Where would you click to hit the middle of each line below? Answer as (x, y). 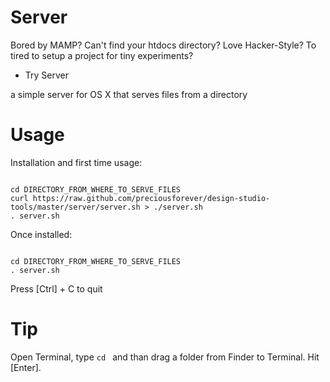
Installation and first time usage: (76, 162)
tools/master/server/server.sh (75, 207)
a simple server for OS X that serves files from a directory (129, 94)
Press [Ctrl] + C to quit (56, 288)
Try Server (46, 75)
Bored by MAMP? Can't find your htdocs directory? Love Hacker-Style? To (163, 45)
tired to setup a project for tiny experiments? (102, 55)
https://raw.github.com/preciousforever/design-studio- (151, 198)
